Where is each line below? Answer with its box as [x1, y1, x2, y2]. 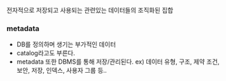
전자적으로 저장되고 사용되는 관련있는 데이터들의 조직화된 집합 [6, 6, 174, 14]
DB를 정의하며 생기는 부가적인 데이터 [16, 40, 116, 48]
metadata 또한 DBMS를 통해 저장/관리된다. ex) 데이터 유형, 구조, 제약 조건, [16, 57, 220, 66]
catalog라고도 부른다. [16, 49, 76, 57]
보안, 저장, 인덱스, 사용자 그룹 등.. [16, 66, 107, 75]
